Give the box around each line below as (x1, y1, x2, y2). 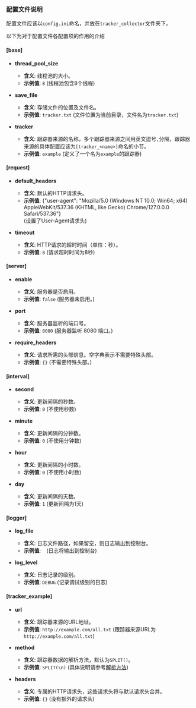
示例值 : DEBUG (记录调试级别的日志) (23, 578, 108, 586)
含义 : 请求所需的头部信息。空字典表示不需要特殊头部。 (23, 351, 157, 358)
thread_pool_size (14, 59, 59, 67)
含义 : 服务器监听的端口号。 (23, 319, 89, 326)
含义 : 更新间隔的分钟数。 (23, 430, 84, 437)
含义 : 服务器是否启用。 (23, 288, 79, 295)
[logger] (6, 514, 27, 521)
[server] (6, 263, 27, 270)
